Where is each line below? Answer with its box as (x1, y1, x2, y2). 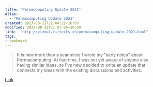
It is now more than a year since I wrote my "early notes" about (16, 52, 143, 58)
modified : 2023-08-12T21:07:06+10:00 (5, 25, 81, 30)
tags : (5, 34, 16, 39)
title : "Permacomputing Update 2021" (5, 7, 81, 12)
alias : (5, 12, 18, 16)
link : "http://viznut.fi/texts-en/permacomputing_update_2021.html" (5, 29, 149, 34)
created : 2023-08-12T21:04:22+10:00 (5, 20, 79, 26)
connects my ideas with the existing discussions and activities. (16, 67, 142, 73)
